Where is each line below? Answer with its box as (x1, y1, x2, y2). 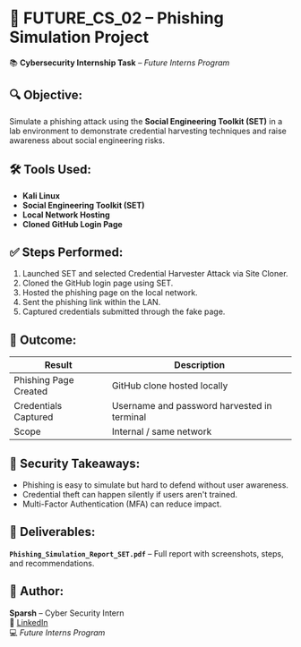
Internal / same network (111, 425, 212, 438)
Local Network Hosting (21, 209, 110, 220)
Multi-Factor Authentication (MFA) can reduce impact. (21, 498, 222, 509)
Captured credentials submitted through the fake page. (21, 306, 226, 317)
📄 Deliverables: (9, 524, 96, 540)
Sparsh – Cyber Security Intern (9, 608, 125, 618)
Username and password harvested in (111, 400, 272, 413)
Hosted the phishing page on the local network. (21, 287, 199, 298)
